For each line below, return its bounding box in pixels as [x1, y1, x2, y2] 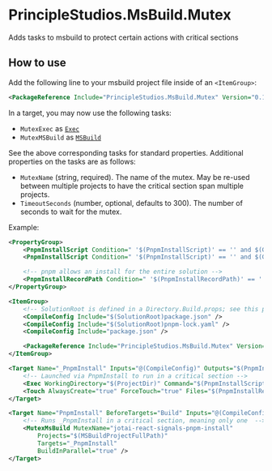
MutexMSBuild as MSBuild [19, 132, 101, 142]
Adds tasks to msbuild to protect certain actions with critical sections [8, 32, 239, 42]
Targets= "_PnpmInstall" [37, 439, 117, 447]
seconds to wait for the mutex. [19, 207, 122, 216]
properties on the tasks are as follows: [8, 156, 136, 166]
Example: [8, 222, 40, 232]
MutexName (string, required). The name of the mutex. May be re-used [19, 172, 250, 182]
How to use [8, 56, 66, 70]
